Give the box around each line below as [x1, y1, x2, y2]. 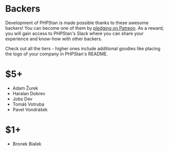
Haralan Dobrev [12, 90, 45, 96]
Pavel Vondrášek [12, 106, 48, 112]
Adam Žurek [12, 85, 39, 91]
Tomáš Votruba [12, 101, 44, 107]
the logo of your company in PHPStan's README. [5, 51, 108, 57]
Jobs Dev [12, 96, 33, 102]
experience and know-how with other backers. [5, 36, 102, 42]
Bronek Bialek [12, 140, 42, 146]
